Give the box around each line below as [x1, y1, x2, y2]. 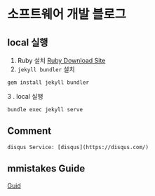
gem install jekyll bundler [7, 79, 90, 86]
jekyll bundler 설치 [17, 65, 75, 73]
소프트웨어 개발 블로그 [7, 6, 126, 22]
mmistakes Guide [7, 162, 86, 175]
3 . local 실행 [7, 92, 43, 100]
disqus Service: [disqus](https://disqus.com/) [7, 143, 149, 150]
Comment [7, 125, 52, 137]
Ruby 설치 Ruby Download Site [17, 57, 106, 64]
